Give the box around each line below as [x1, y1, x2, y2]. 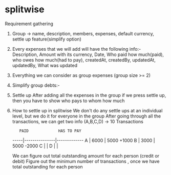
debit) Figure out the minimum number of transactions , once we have [12, 158, 160, 164]
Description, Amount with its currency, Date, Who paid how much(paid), [12, 51, 164, 57]
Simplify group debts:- [12, 82, 60, 88]
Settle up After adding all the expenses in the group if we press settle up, [12, 92, 166, 98]
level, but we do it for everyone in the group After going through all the [12, 113, 161, 119]
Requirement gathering [5, 21, 53, 27]
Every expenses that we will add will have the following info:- [12, 46, 141, 52]
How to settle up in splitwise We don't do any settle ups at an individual [12, 107, 163, 113]
